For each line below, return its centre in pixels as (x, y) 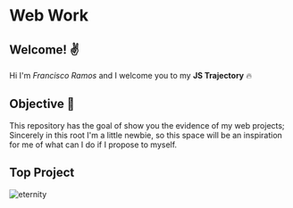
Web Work (49, 16)
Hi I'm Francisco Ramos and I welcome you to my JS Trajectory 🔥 (131, 75)
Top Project (42, 173)
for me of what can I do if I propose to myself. (93, 145)
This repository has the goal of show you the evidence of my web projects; (147, 125)
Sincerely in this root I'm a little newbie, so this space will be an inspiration (146, 135)
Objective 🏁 (42, 104)
